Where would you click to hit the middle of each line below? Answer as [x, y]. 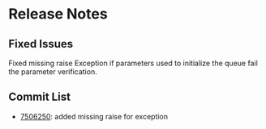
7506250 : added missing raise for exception [94, 116]
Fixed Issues [41, 44]
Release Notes [58, 14]
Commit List [40, 97]
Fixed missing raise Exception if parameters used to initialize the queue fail [133, 63]
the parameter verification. [53, 72]
